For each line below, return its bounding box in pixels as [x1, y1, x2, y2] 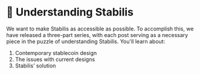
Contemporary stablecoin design [15, 49, 97, 56]
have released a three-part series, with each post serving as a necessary [6, 31, 189, 38]
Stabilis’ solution [15, 62, 56, 69]
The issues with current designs [15, 55, 95, 63]
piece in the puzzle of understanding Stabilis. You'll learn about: [6, 38, 166, 45]
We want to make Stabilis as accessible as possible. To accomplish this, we [6, 25, 194, 32]
